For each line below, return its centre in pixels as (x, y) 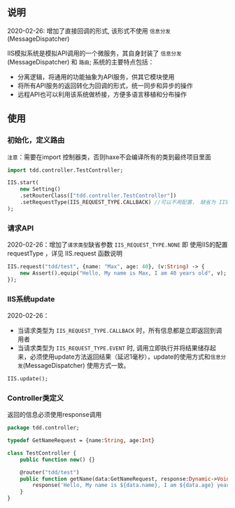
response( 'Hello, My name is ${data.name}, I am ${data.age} (123, 486)
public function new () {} (58, 460)
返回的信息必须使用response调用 (55, 415)
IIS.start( (23, 183)
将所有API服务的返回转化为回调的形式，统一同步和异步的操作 (105, 85)
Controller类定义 (36, 398)
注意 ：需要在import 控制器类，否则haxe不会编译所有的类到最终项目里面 (109, 157)
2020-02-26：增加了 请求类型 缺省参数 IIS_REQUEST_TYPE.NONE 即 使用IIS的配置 (117, 245)
